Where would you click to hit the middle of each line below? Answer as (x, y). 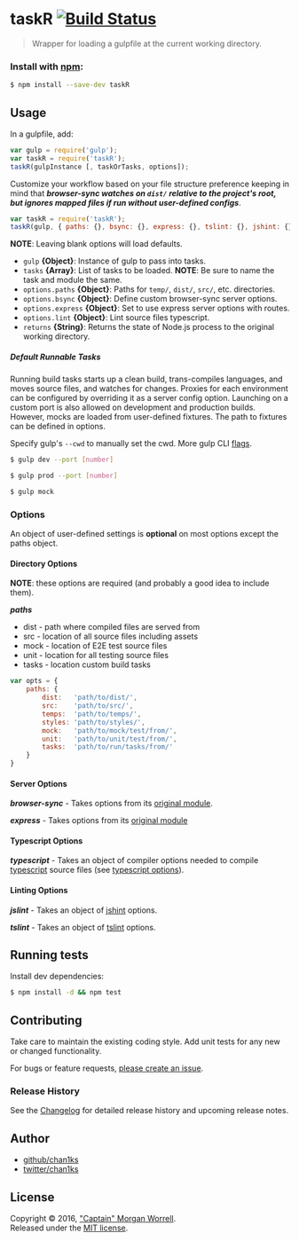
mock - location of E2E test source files (95, 646)
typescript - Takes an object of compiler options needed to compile (134, 860)
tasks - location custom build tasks (87, 664)
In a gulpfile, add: (42, 134)
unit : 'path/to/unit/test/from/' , (110, 739)
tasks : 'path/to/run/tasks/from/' (108, 747)
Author (30, 1139)
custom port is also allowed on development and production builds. (133, 407)
